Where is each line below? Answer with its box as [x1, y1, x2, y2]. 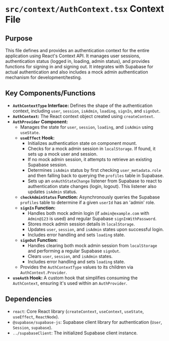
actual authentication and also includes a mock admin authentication [5, 69, 148, 75]
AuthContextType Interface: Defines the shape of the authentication [12, 102, 153, 108]
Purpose [5, 34, 33, 43]
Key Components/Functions [5, 89, 96, 98]
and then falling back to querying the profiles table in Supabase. [27, 172, 164, 178]
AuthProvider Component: [12, 119, 68, 125]
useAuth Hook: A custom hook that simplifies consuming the [12, 275, 138, 281]
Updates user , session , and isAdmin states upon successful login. [27, 226, 164, 232]
